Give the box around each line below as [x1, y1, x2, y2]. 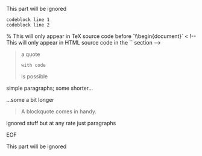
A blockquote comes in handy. [21, 108, 96, 115]
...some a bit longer [6, 96, 54, 103]
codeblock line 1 [6, 17, 50, 23]
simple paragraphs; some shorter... [6, 84, 93, 92]
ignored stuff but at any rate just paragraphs [6, 120, 116, 126]
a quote [21, 51, 40, 58]
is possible [21, 73, 48, 80]
